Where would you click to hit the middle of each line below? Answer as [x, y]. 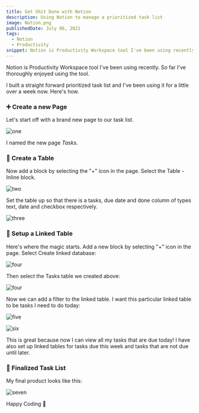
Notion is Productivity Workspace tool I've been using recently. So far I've [96, 67]
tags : [13, 34]
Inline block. [21, 177]
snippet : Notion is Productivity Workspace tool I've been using [88, 51]
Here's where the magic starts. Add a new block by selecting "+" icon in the [99, 247]
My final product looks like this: [44, 380]
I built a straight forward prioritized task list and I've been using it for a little [97, 85]
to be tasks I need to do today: [43, 305]
